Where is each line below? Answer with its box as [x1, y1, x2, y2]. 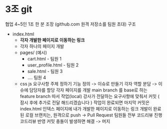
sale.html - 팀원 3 [27, 68, 63, 74]
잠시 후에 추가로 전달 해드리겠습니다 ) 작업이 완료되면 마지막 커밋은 [19, 99, 150, 105]
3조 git [5, 3, 32, 15]
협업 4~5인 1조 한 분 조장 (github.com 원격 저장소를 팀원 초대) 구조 [5, 21, 136, 27]
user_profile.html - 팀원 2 [27, 62, 79, 68]
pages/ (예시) [19, 49, 47, 55]
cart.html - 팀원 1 [27, 55, 61, 61]
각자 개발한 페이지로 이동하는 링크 [19, 37, 85, 43]
